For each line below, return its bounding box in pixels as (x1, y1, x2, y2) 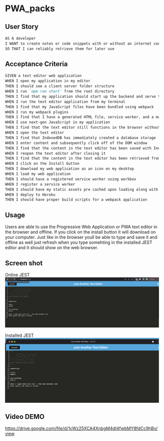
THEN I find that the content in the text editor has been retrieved (5, 156, 150, 161)
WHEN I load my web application (5, 172, 71, 177)
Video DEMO (5, 412, 45, 421)
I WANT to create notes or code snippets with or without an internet (5, 41, 152, 46)
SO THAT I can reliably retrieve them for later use (5, 46, 115, 51)
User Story (5, 23, 39, 31)
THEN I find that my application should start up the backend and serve (5, 94, 156, 99)
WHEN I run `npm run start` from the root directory (5, 89, 115, 94)
